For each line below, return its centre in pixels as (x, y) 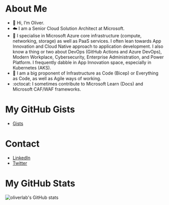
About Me (26, 9)
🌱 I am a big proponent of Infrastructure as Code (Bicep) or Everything (85, 73)
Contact (22, 144)
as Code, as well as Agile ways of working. (57, 78)
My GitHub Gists (40, 110)
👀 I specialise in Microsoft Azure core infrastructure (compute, (77, 35)
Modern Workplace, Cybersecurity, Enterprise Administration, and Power (88, 57)
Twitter (20, 163)
